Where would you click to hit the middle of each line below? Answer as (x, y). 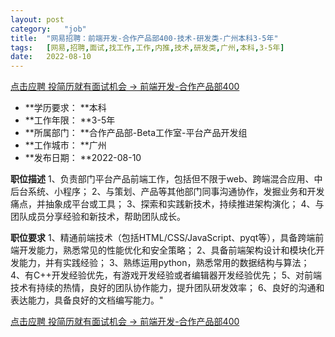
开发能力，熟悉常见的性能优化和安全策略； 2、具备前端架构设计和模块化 (167, 250)
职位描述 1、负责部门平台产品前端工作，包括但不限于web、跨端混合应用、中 (166, 179)
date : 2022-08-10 (51, 57)
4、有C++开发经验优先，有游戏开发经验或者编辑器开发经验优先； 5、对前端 (166, 275)
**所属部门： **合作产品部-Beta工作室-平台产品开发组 (136, 133)
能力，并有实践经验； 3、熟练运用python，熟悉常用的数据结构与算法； (164, 263)
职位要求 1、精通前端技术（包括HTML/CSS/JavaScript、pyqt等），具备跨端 (163, 238)
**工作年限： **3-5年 (70, 120)
